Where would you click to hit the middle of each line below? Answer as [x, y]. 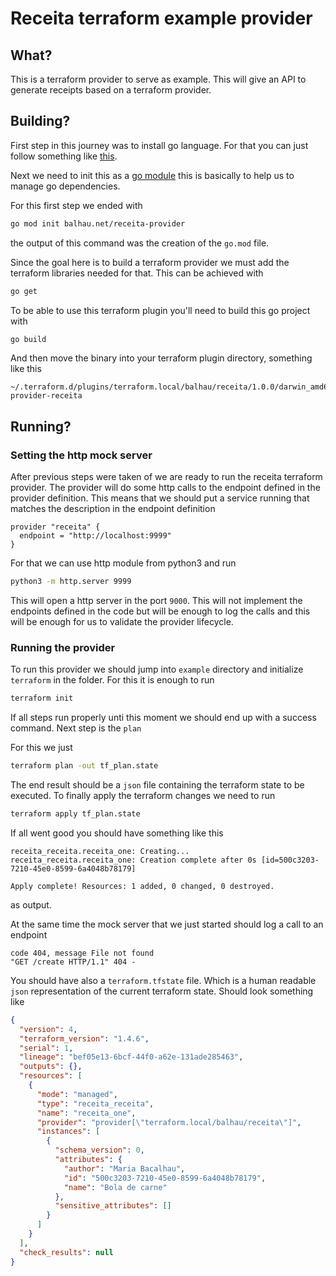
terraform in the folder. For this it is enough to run [112, 680]
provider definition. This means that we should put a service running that [160, 498]
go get [24, 291]
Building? [40, 121]
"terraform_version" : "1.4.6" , [84, 1038]
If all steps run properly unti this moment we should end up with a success [163, 718]
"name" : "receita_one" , [86, 1113]
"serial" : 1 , [46, 1048]
